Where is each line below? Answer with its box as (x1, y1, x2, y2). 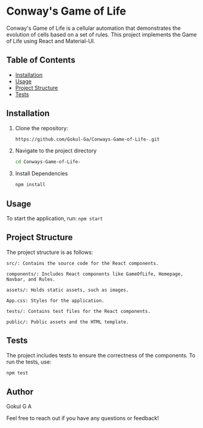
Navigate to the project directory (15, 147, 97, 155)
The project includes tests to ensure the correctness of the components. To (6, 351, 196, 359)
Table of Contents (6, 55, 76, 65)
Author (6, 387, 33, 397)
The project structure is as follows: (6, 248, 93, 256)
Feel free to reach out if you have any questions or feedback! (6, 415, 159, 422)
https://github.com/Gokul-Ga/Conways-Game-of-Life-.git (15, 136, 160, 142)
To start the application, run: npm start (6, 215, 103, 222)
